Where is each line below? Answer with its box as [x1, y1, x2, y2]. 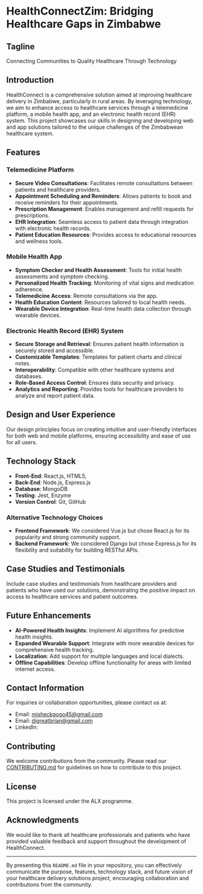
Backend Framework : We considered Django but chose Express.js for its [14, 540, 197, 547]
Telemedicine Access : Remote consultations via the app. [14, 292, 158, 299]
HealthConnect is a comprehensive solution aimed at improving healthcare [6, 91, 192, 98]
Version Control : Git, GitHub [14, 498, 86, 505]
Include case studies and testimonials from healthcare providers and [6, 580, 177, 587]
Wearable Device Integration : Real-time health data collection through [14, 305, 192, 312]
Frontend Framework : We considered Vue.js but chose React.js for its [14, 527, 190, 535]
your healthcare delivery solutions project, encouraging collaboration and [6, 874, 189, 881]
